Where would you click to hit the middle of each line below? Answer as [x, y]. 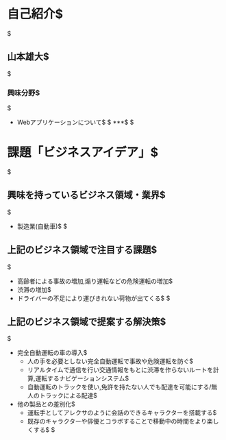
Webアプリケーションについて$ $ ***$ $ [75, 122]
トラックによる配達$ [68, 395]
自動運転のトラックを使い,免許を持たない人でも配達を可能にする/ [119, 387]
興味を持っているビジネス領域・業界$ [86, 195]
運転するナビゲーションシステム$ [82, 378]
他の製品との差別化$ [46, 404]
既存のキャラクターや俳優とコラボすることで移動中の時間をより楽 [120, 421]
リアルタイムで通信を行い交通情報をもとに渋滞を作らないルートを [120, 370]
